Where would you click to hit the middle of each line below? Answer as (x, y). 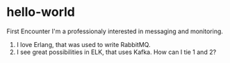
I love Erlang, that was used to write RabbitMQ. (83, 44)
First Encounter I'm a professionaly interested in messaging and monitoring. (115, 31)
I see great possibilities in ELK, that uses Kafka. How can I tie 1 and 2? (116, 52)
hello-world (41, 12)
